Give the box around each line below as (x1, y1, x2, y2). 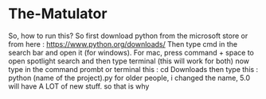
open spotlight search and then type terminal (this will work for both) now (8, 56, 249, 66)
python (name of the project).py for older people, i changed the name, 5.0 (8, 73, 251, 82)
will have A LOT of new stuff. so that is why (8, 81, 150, 91)
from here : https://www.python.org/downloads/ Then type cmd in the (8, 39, 237, 48)
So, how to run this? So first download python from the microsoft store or (8, 31, 248, 40)
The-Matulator (8, 5, 108, 23)
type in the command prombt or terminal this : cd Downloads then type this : (8, 64, 259, 74)
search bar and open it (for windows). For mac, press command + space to (8, 48, 255, 57)
